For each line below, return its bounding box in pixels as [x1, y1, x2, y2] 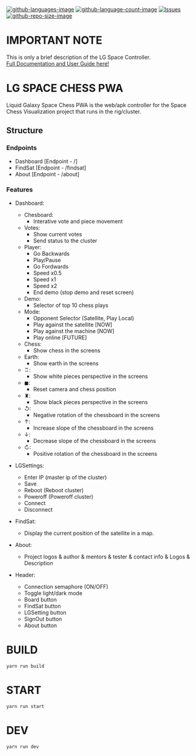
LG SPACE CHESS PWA [6, 81, 123, 95]
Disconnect [24, 506, 53, 513]
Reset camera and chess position [33, 385, 117, 393]
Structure [6, 125, 44, 136]
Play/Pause [33, 256, 62, 264]
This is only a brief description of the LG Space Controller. [6, 53, 151, 61]
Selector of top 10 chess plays [33, 301, 109, 309]
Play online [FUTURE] [33, 334, 87, 341]
